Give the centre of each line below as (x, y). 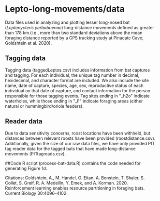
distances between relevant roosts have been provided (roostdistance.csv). (80, 138)
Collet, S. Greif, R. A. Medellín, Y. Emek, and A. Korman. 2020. (66, 183)
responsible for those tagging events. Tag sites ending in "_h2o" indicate (77, 96)
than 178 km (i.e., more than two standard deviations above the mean (74, 33)
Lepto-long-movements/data (65, 9)
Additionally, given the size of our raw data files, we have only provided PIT (80, 143)
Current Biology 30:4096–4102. (36, 193)
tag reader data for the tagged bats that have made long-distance (71, 149)
